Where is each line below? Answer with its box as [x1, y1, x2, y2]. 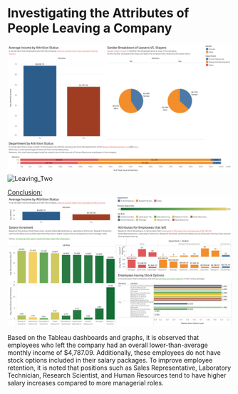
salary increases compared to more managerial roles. [7, 378, 164, 387]
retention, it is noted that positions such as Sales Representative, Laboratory [7, 363, 232, 372]
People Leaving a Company [7, 20, 172, 36]
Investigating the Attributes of [7, 5, 190, 21]
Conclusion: [7, 188, 43, 197]
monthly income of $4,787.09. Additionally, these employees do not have [7, 348, 221, 357]
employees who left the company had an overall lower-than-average [7, 341, 208, 349]
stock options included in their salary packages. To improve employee [7, 356, 213, 364]
